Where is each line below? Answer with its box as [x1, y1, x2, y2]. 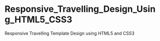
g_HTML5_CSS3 [4, 14, 73, 25]
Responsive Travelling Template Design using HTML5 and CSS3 [4, 30, 135, 36]
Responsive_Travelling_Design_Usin [4, 3, 156, 15]
